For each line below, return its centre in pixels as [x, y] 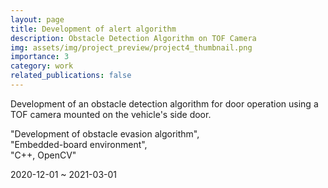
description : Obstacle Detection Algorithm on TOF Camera [133, 38]
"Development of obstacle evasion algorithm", [105, 133]
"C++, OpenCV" [43, 155]
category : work [42, 66]
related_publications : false [71, 76]
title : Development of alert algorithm [93, 29]
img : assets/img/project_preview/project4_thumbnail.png [131, 47]
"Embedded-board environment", [79, 144]
